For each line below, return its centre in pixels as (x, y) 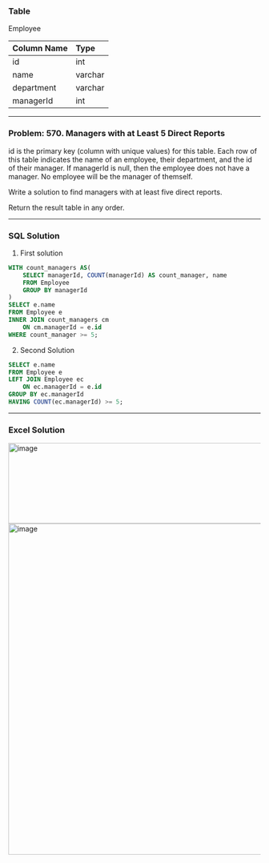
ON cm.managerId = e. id (62, 327)
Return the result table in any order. (66, 207)
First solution (41, 253)
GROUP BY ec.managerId (46, 395)
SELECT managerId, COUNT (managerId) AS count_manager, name (125, 275)
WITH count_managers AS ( (50, 267)
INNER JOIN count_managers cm (59, 320)
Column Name (40, 48)
